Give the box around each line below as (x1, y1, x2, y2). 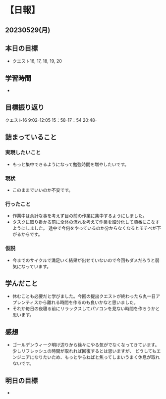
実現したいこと (5, 149, 41, 156)
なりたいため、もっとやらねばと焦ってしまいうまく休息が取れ (34, 354, 160, 360)
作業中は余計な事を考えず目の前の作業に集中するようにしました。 (12, 213, 147, 219)
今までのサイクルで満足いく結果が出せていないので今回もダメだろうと (12, 257, 155, 263)
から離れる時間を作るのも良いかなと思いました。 (38, 299, 138, 305)
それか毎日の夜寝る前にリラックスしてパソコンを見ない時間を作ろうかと (12, 305, 160, 312)
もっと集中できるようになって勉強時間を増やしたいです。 (12, 161, 129, 167)
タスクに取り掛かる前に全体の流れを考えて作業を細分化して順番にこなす (12, 219, 160, 225)
